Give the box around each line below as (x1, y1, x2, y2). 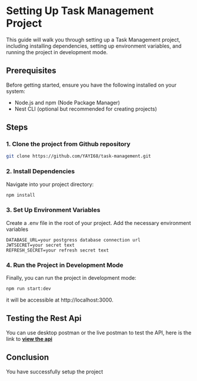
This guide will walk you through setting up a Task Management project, (6, 36, 181, 43)
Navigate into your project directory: (6, 181, 94, 188)
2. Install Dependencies (6, 167, 75, 175)
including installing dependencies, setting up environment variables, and (6, 42, 182, 49)
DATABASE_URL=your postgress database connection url (6, 237, 141, 243)
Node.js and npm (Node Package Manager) (14, 99, 121, 106)
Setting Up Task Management (6, 4, 154, 18)
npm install (6, 192, 35, 198)
